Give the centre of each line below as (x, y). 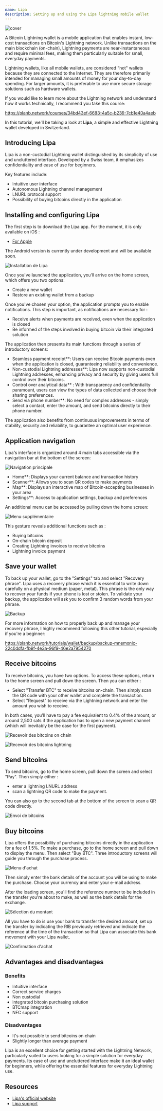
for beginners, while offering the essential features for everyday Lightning (79, 1066)
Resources (22, 1087)
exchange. (16, 903)
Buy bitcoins (24, 831)
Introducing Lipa (30, 143)
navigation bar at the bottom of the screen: (48, 457)
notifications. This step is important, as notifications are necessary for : (76, 310)
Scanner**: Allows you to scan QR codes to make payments (72, 482)
